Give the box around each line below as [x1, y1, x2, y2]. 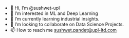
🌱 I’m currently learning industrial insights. [10, 16, 100, 22]
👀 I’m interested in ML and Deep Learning [10, 10, 98, 16]
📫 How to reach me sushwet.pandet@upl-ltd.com [10, 27, 117, 33]
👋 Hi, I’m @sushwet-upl [10, 5, 60, 11]
